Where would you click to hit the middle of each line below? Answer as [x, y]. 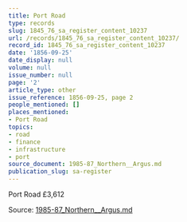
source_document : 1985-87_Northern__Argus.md [85, 165]
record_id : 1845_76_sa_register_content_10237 [87, 46]
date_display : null [41, 61]
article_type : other [43, 90]
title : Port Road [37, 16]
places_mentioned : [39, 113]
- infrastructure [37, 149]
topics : [21, 127]
